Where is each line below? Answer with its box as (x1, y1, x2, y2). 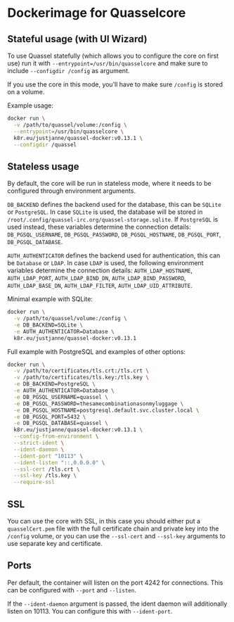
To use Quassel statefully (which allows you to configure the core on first (7, 51, 219, 60)
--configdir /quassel (13, 141, 77, 148)
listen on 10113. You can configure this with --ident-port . (7, 607, 173, 615)
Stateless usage (7, 160, 79, 172)
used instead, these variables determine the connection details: (7, 223, 191, 231)
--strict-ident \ (13, 440, 65, 447)
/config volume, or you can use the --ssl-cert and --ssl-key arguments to (7, 532, 226, 540)
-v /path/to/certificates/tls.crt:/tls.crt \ (13, 367, 150, 374)
